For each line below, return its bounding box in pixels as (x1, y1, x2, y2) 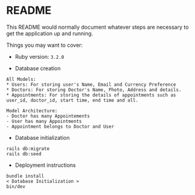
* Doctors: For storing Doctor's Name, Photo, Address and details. (6, 86, 182, 93)
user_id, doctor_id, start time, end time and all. (6, 97, 138, 103)
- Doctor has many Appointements (6, 113, 90, 119)
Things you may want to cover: (6, 41, 83, 49)
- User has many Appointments (6, 118, 82, 124)
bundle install (6, 173, 45, 179)
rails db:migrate (6, 145, 50, 152)
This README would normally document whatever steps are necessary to (6, 23, 189, 31)
